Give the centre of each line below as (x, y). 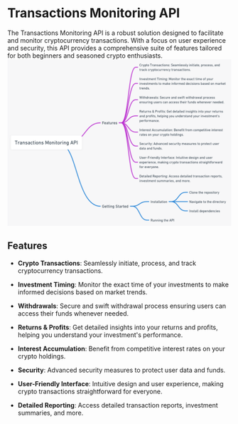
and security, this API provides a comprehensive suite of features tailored (115, 48)
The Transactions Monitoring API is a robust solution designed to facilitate (115, 33)
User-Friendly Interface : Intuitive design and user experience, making (120, 383)
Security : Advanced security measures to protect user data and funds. (121, 370)
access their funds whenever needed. (73, 313)
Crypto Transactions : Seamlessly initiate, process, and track (107, 263)
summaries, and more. (50, 413)
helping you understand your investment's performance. (100, 335)
